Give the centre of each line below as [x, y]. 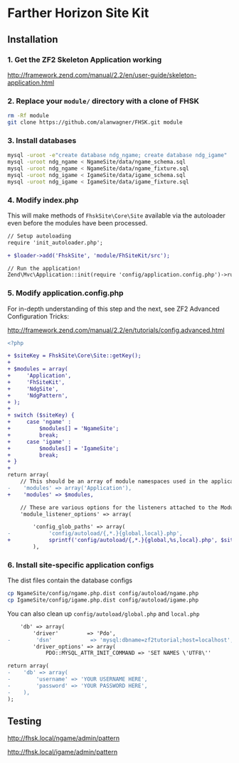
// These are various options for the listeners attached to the [119, 507]
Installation [33, 39]
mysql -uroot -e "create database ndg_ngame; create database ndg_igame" [117, 155]
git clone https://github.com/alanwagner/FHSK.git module [95, 122]
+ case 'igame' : [39, 442]
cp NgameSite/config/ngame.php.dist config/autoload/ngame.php [103, 594]
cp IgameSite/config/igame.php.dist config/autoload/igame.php [103, 600]
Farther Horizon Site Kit [78, 13]
